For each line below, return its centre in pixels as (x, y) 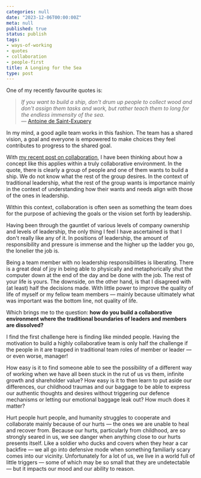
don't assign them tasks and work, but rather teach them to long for (105, 108)
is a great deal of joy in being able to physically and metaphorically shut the (100, 269)
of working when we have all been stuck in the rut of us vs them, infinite (95, 374)
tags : (13, 40)
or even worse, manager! (37, 356)
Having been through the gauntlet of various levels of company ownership (98, 225)
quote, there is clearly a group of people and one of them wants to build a (97, 170)
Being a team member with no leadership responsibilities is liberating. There (100, 263)
